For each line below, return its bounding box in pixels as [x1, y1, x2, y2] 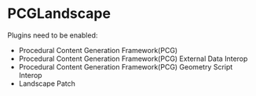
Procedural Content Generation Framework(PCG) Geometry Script [18, 62, 233, 71]
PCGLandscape [7, 5, 112, 23]
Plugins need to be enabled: [7, 30, 98, 40]
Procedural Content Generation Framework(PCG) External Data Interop [18, 54, 248, 63]
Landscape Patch [18, 79, 75, 88]
